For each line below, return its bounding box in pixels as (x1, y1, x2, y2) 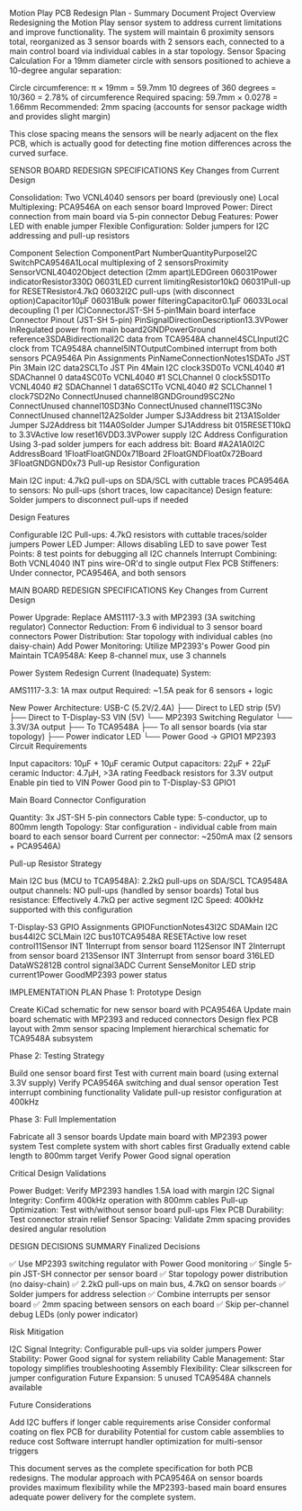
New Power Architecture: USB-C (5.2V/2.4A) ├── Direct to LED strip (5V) (9, 702, 281, 713)
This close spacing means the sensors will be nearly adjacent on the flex (9, 129, 279, 139)
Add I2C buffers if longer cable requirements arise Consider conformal (9, 1417, 271, 1427)
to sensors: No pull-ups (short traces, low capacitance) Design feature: (9, 485, 273, 496)
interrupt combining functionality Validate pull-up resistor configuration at (9, 1087, 282, 1097)
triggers (9, 1445, 39, 1456)
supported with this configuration (9, 904, 133, 915)
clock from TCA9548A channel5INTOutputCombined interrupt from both (9, 344, 278, 353)
